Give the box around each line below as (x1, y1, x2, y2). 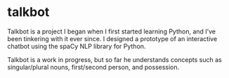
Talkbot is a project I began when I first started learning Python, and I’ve (7, 27, 216, 36)
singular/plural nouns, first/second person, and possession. (7, 63, 180, 71)
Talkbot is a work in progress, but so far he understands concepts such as (7, 55, 223, 63)
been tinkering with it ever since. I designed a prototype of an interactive (7, 34, 218, 42)
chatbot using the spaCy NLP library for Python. (7, 42, 146, 50)
